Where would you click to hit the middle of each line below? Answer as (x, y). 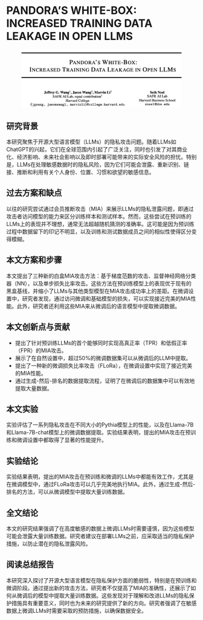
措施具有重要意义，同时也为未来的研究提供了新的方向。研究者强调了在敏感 (104, 603)
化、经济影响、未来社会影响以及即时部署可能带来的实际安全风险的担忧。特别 (101, 157)
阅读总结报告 (30, 565)
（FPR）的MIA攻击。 (41, 350)
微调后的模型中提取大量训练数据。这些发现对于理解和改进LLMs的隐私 (103, 595)
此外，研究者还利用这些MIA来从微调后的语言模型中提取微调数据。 (98, 306)
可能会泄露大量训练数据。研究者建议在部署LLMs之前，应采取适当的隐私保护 (100, 536)
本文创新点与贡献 (38, 327)
